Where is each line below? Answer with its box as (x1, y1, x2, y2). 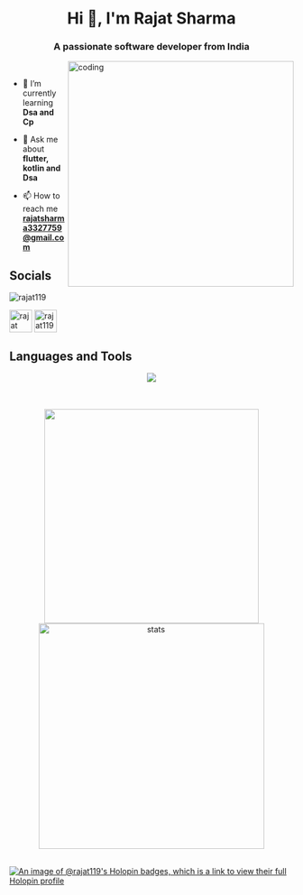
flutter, (22, 153, 50, 164)
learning (22, 97, 54, 108)
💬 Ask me (22, 134, 59, 145)
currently (22, 88, 57, 98)
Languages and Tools (9, 348, 133, 364)
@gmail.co (22, 232, 65, 243)
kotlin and (22, 162, 61, 174)
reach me (22, 203, 59, 215)
